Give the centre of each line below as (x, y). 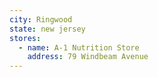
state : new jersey (47, 29)
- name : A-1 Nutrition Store (79, 47)
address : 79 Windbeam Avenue (88, 57)
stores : (25, 38)
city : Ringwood (41, 19)
